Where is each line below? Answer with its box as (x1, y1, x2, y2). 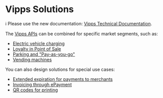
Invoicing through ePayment (12, 81, 72, 87)
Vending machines (12, 57, 52, 63)
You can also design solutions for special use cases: (5, 66, 115, 72)
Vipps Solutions (5, 4, 74, 15)
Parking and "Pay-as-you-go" (12, 51, 75, 57)
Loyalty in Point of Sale (12, 45, 61, 52)
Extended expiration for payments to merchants (12, 76, 113, 82)
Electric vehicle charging (12, 40, 65, 46)
